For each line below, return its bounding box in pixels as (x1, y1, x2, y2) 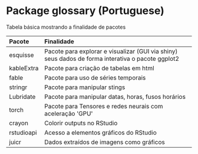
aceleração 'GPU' (44, 109, 93, 118)
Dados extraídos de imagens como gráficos (44, 138, 165, 146)
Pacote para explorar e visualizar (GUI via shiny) (44, 47, 178, 55)
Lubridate (9, 93, 36, 101)
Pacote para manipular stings (44, 83, 126, 91)
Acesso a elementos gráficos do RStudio (44, 128, 157, 136)
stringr (9, 83, 28, 91)
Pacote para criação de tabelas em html (44, 64, 154, 72)
